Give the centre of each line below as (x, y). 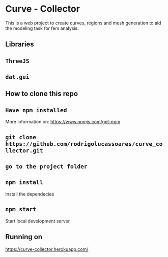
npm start (21, 210)
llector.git (24, 150)
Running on (24, 237)
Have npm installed (36, 110)
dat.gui (17, 77)
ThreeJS (17, 61)
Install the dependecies (30, 194)
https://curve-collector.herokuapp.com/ (47, 249)
